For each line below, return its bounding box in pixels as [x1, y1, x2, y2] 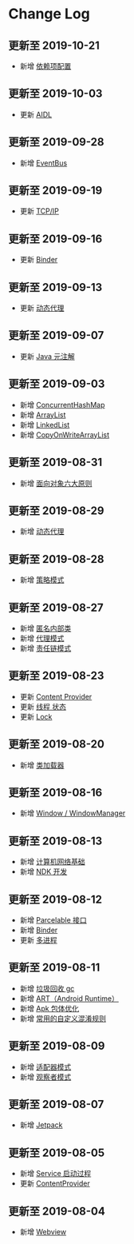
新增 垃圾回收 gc [19, 983, 75, 993]
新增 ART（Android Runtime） [19, 993, 120, 1003]
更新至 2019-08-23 [8, 669, 104, 683]
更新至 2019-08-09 [8, 1039, 105, 1053]
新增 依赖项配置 [19, 62, 72, 70]
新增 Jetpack [19, 1120, 63, 1130]
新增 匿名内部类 [19, 623, 72, 632]
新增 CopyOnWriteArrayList [19, 429, 110, 440]
